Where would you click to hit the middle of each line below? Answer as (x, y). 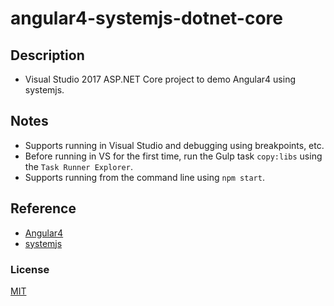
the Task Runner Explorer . (78, 166)
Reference (43, 208)
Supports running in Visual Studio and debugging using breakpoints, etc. (174, 145)
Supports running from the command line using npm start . (144, 177)
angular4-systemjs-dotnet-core (147, 18)
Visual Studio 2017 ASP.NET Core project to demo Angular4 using (160, 79)
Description (47, 55)
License (30, 269)
